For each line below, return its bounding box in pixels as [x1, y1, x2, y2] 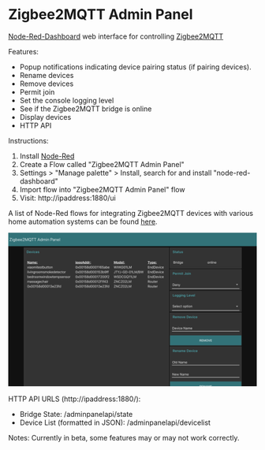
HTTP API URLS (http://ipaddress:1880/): [8, 394, 141, 404]
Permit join [19, 87, 55, 96]
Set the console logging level [19, 95, 114, 105]
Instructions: [8, 136, 49, 145]
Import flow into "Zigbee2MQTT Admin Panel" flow [19, 184, 185, 194]
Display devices [19, 112, 72, 121]
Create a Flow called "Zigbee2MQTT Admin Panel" [19, 159, 185, 169]
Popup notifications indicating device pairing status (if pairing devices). [19, 61, 252, 72]
